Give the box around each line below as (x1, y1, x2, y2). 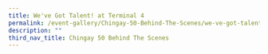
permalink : (8, 19, 45, 27)
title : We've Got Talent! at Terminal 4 (8, 11, 145, 20)
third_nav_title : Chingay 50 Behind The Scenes (8, 33, 170, 42)
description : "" (8, 26, 62, 34)
